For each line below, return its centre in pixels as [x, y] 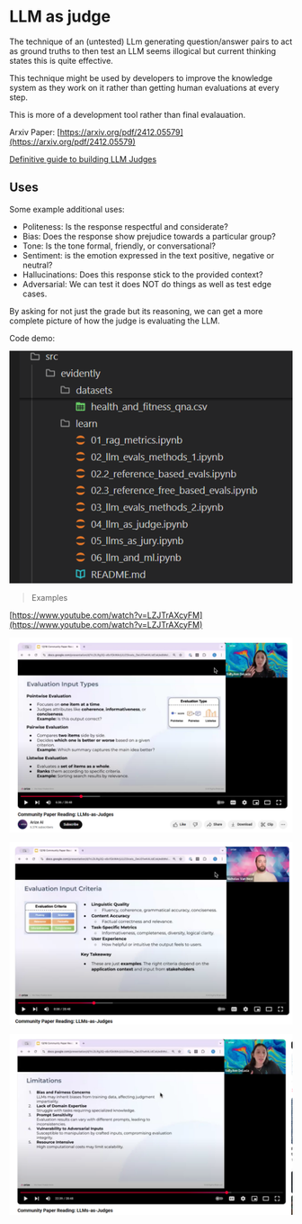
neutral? [37, 265]
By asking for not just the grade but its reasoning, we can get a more [136, 311]
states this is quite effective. [62, 60]
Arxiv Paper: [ [35, 131]
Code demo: [32, 338]
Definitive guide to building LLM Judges [83, 159]
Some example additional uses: [67, 209]
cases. [35, 294]
